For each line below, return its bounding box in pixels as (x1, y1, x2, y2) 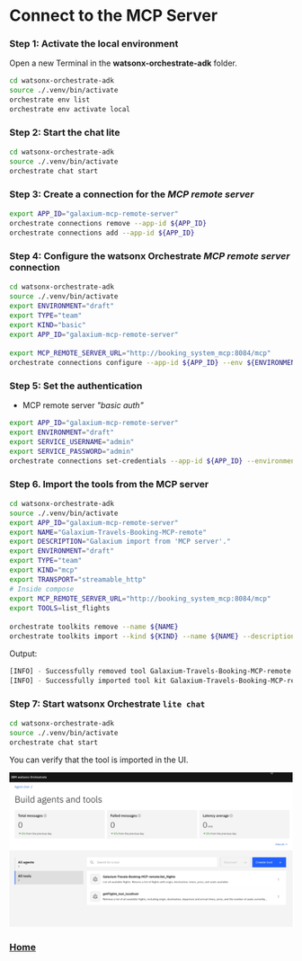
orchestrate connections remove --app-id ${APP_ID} (9, 219, 207, 228)
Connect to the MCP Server (9, 5, 218, 26)
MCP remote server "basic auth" (22, 400, 144, 411)
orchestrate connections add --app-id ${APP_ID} (9, 228, 195, 237)
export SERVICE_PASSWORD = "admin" (9, 447, 135, 456)
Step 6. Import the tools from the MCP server (9, 477, 209, 490)
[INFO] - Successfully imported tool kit (9, 676, 167, 685)
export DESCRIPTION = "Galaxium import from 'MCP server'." (9, 537, 231, 547)
